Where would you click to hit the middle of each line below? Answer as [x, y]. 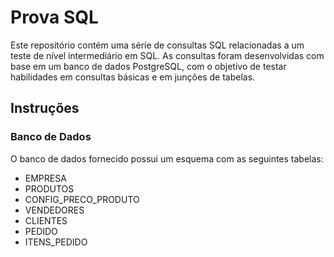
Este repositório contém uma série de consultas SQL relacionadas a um [157, 45]
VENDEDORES [54, 210]
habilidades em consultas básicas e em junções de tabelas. [133, 77]
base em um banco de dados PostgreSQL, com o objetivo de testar [148, 66]
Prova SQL [54, 17]
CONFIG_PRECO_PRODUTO [82, 199]
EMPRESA [45, 178]
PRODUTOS [49, 188]
